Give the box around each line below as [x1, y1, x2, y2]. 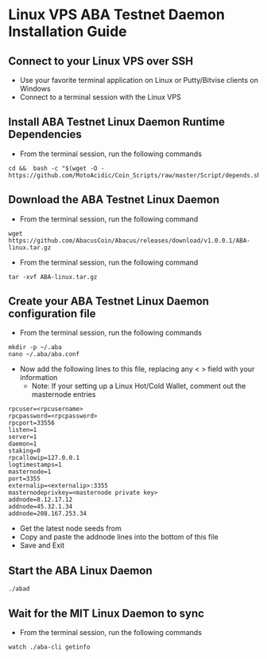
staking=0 [8, 447, 41, 455]
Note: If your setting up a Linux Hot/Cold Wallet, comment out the [31, 381, 246, 391]
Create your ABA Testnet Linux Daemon [8, 295, 209, 308]
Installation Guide [8, 22, 127, 41]
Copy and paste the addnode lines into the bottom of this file [19, 532, 219, 542]
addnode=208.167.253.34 [8, 510, 87, 518]
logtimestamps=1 [8, 461, 62, 469]
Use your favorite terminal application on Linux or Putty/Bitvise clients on [19, 76, 258, 84]
